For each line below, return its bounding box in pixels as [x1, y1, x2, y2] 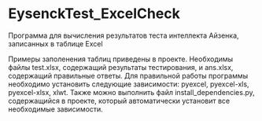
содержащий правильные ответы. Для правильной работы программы [8, 71, 249, 80]
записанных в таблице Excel [8, 38, 104, 48]
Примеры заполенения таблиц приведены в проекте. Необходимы [8, 54, 234, 64]
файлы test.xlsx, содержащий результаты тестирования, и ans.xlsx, [8, 62, 234, 71]
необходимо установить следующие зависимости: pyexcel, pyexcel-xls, [8, 79, 249, 89]
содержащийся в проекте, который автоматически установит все [8, 96, 231, 105]
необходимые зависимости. [8, 104, 104, 114]
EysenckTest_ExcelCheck [8, 5, 181, 23]
